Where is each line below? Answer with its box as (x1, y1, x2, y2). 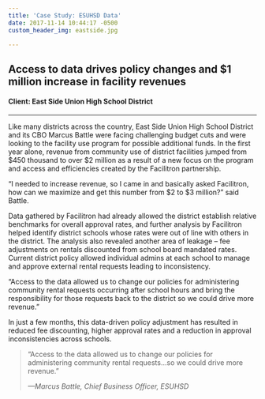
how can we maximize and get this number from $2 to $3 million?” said (8, 187, 239, 197)
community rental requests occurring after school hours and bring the (8, 285, 235, 295)
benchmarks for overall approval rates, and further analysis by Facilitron (8, 219, 242, 229)
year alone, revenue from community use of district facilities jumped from (8, 147, 247, 156)
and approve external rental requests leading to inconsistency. (8, 262, 211, 271)
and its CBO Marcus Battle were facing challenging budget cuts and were (8, 130, 247, 139)
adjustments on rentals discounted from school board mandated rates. (8, 244, 237, 254)
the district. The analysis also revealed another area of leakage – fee (8, 236, 230, 246)
